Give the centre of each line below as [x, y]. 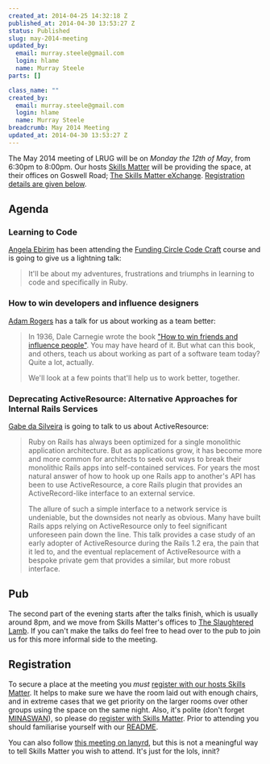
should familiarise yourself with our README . [83, 727]
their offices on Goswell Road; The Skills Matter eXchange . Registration [127, 175]
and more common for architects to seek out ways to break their [135, 459]
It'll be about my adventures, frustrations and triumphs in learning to [141, 274]
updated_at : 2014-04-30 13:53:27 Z [68, 135]
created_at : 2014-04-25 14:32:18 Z [68, 16]
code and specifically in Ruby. [78, 282]
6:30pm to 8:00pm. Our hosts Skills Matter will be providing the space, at [130, 167]
